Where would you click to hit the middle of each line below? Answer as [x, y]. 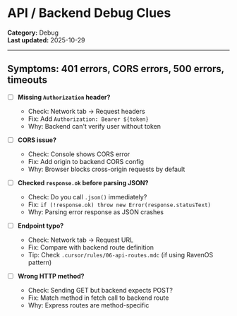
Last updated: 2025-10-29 [46, 40]
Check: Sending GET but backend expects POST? [100, 291]
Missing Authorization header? [64, 97]
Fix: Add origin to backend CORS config [86, 161]
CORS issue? [37, 140]
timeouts [28, 80]
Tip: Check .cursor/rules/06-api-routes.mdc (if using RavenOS [121, 255]
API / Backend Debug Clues [89, 13]
